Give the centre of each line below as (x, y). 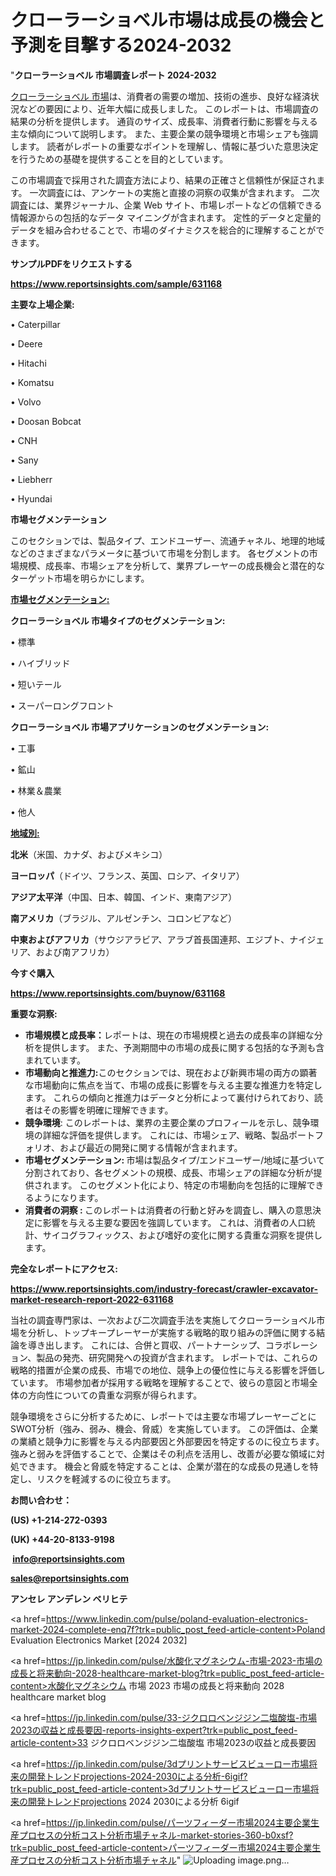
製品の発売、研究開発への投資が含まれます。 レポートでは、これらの (177, 1357)
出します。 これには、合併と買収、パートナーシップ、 (155, 1345)
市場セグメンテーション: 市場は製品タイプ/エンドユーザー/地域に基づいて (174, 1160)
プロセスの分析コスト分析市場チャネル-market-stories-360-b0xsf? (156, 1835)
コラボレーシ (291, 1345)
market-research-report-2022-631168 (92, 1299)
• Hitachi (28, 363)
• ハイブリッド (40, 663)
